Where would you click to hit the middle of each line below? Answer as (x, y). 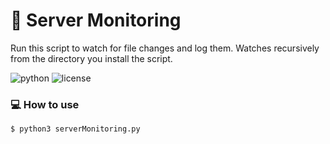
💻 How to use (45, 104)
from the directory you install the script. (91, 58)
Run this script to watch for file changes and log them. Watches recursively (165, 48)
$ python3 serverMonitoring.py (75, 129)
